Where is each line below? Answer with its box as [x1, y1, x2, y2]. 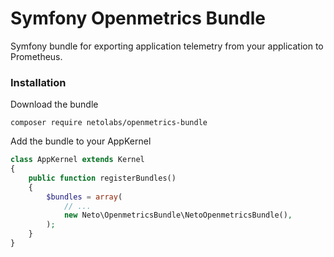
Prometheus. [10, 50, 63, 62]
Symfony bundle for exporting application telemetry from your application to [10, 40, 324, 52]
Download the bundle [10, 98, 99, 111]
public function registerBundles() [28, 173, 177, 183]
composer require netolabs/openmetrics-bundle [10, 118, 208, 128]
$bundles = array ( [46, 192, 123, 202]
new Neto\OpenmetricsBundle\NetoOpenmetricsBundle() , [63, 210, 293, 221]
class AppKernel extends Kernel [10, 155, 145, 165]
